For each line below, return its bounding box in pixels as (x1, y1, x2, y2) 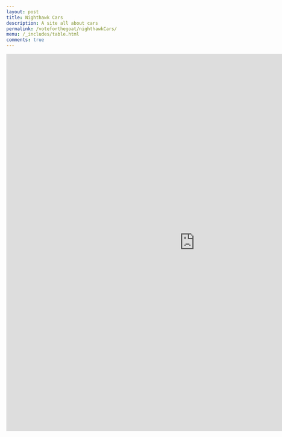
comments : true (6, 37, 45, 43)
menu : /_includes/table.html (6, 31, 80, 37)
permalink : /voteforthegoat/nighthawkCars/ (6, 25, 117, 32)
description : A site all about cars (6, 20, 98, 26)
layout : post (6, 8, 39, 15)
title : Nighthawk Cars (6, 14, 63, 21)
